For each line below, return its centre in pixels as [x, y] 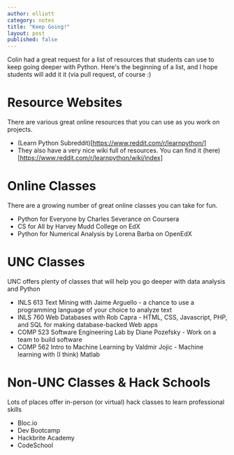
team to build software [50, 339]
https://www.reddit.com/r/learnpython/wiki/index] [91, 158]
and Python [24, 289]
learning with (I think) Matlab [58, 354]
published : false [32, 40]
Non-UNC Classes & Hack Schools [109, 383]
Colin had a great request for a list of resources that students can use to [111, 59]
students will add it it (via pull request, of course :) [79, 75]
